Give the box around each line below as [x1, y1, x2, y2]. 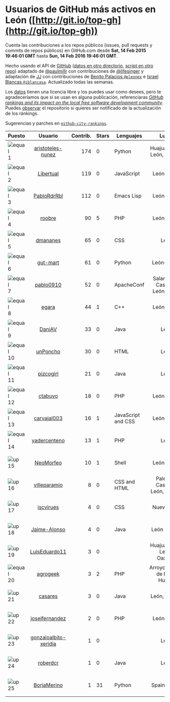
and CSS [114, 418, 135, 425]
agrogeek [36, 570, 60, 577]
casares [38, 592, 58, 599]
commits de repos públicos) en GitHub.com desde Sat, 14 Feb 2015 [5, 47, 146, 53]
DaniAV [39, 325, 57, 332]
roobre [40, 215, 57, 222]
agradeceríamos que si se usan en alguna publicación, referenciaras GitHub [5, 94, 163, 100]
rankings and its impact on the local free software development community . [5, 99, 164, 105]
